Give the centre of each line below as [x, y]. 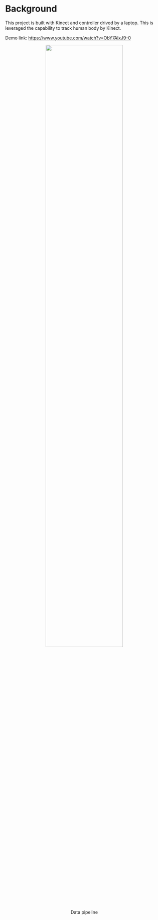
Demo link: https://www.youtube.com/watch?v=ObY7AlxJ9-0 [68, 38]
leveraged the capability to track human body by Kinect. [63, 28]
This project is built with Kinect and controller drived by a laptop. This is [79, 23]
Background [31, 9]
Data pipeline [84, 912]
